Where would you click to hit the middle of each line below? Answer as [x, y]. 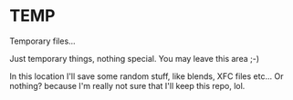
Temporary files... [42, 41]
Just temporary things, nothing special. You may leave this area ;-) [135, 58]
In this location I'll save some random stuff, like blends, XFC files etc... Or [146, 76]
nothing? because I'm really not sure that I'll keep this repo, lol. [127, 85]
